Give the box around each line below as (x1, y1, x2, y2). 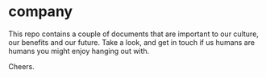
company (8, 2, 73, 21)
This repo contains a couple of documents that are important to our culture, (8, 29, 260, 39)
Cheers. (8, 61, 35, 71)
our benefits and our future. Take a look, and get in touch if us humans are (8, 37, 256, 47)
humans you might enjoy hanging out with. (8, 46, 150, 55)
